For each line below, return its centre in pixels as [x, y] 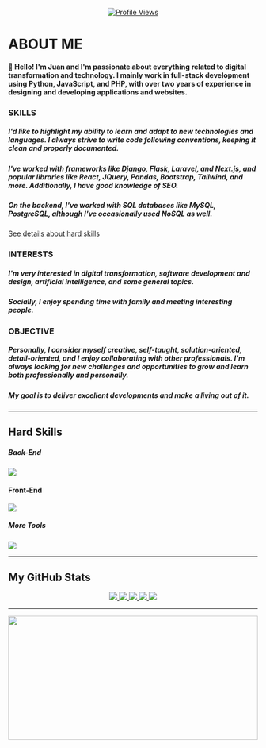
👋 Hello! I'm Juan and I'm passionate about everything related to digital [127, 67]
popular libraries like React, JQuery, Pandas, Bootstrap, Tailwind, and [126, 177]
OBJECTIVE [31, 331]
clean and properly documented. [64, 148]
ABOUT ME [46, 44]
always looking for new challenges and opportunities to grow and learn [129, 367]
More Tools [27, 526]
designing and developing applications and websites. [98, 92]
